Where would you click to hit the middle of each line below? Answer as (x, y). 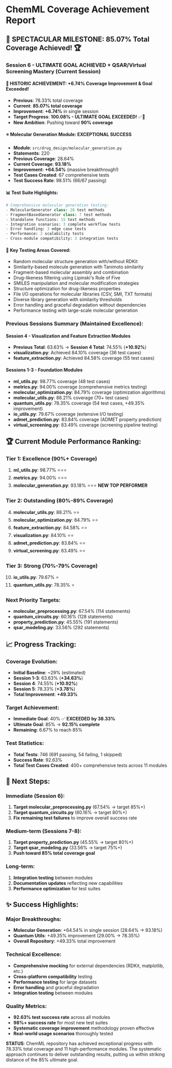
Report (20, 20)
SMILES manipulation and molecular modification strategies (76, 283)
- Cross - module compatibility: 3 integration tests (62, 239)
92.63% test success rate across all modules (62, 1017)
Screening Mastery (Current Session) (53, 71)
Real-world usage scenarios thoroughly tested (63, 1034)
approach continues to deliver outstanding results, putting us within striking (85, 1054)
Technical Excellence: (34, 954)
